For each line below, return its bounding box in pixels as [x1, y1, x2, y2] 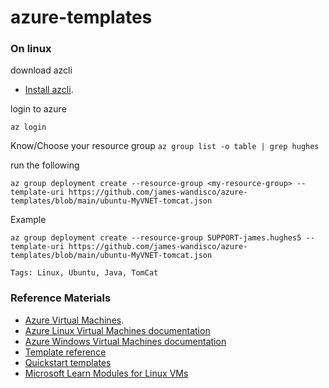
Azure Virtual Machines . [24, 314, 125, 326]
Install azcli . [24, 84, 74, 96]
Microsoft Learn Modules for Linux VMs [24, 367, 189, 379]
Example [10, 214, 47, 226]
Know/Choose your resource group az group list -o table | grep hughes [10, 140, 320, 152]
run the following [10, 159, 80, 171]
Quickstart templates [24, 356, 112, 368]
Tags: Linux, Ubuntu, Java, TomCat [10, 268, 159, 278]
